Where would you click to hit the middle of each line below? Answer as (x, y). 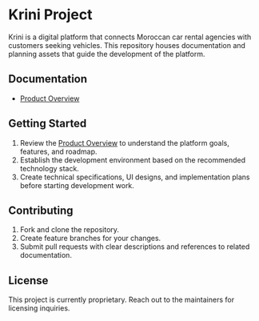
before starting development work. (77, 185)
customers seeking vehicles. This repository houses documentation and (127, 45)
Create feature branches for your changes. (90, 239)
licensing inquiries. (39, 308)
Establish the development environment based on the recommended (133, 160)
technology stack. (50, 168)
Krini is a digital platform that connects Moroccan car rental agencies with (130, 37)
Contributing (41, 210)
